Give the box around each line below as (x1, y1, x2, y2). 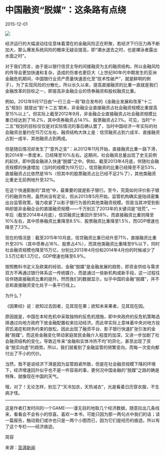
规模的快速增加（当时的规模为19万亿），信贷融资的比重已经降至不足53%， (9, 164, 159, 170)
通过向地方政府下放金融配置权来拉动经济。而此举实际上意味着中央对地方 (9, 319, 156, 325)
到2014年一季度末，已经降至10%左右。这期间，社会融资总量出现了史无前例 (5, 152, 157, 158)
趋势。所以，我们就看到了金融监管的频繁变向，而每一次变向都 (34, 344, 160, 350)
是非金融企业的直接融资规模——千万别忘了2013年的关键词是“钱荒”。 (13, 206, 152, 211)
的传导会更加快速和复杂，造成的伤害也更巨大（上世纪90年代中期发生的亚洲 (5, 70, 157, 75)
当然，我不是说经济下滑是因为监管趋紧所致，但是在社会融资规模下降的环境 (5, 361, 156, 367)
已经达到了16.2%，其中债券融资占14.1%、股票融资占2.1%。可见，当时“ (9, 117, 152, 123)
